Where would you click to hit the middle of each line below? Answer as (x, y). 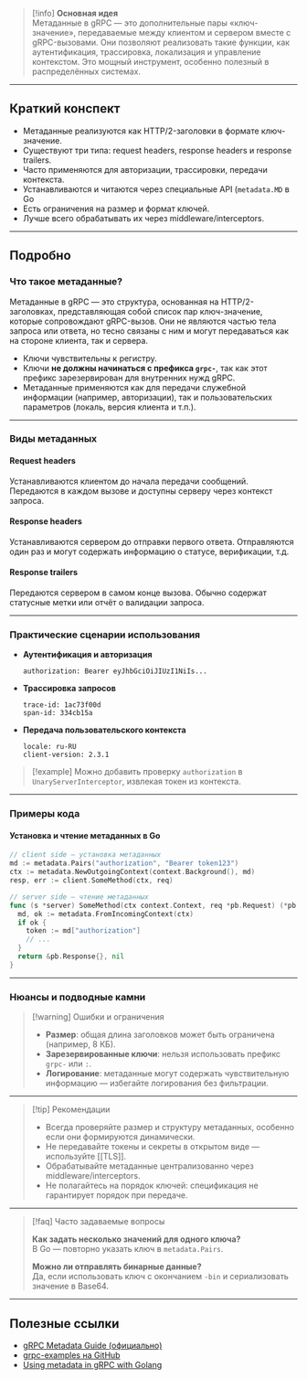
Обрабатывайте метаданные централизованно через (149, 1166)
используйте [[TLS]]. (86, 1157)
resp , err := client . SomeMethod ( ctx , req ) (91, 881)
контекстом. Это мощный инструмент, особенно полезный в (150, 62)
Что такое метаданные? (66, 282)
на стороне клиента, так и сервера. (79, 340)
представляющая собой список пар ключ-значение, (160, 311)
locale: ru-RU (49, 747)
